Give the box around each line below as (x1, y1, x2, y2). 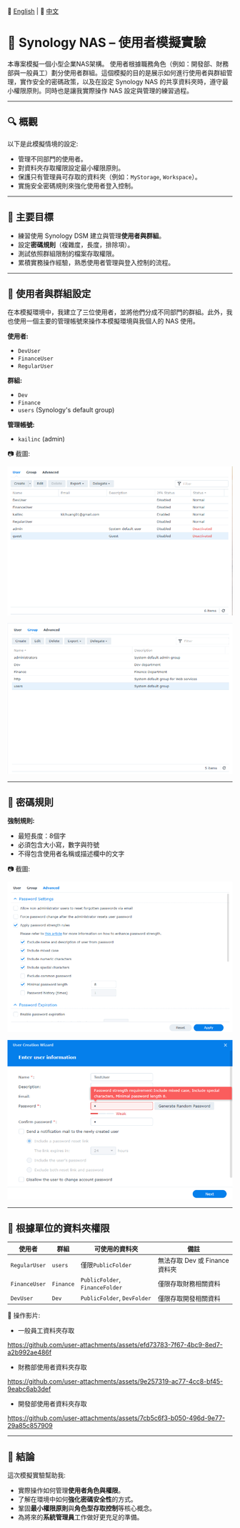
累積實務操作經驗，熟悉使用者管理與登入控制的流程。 (17, 258, 175, 266)
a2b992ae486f (7, 1348, 52, 1357)
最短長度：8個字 (17, 832, 66, 840)
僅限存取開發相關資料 (157, 1294, 221, 1302)
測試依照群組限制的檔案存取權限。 (17, 249, 119, 258)
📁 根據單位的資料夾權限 (7, 1222, 110, 1234)
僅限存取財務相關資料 (157, 1279, 221, 1288)
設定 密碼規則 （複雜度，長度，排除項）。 (17, 240, 134, 249)
